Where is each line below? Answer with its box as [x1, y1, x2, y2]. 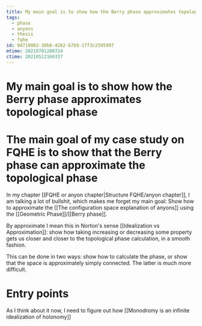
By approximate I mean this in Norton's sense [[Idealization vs [6, 222, 160, 229]
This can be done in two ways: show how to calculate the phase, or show [6, 252, 188, 260]
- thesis [11, 31, 34, 37]
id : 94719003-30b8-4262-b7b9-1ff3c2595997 [6, 43, 114, 49]
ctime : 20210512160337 [6, 54, 63, 60]
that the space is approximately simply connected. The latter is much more [6, 259, 191, 266]
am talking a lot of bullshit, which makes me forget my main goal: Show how [6, 197, 194, 205]
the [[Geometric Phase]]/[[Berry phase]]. [6, 210, 108, 218]
